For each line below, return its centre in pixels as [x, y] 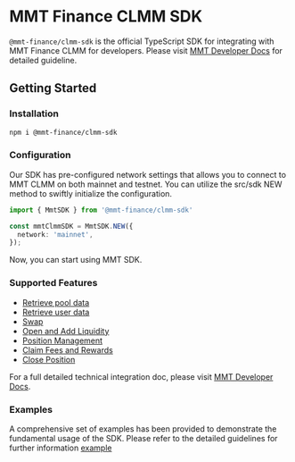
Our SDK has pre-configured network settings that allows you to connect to [148, 174]
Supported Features [53, 283]
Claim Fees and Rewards [67, 349]
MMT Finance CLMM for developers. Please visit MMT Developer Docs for [146, 50]
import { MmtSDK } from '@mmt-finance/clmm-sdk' [101, 210]
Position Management [62, 340]
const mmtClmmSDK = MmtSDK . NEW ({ [71, 226]
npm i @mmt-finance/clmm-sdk [63, 132]
